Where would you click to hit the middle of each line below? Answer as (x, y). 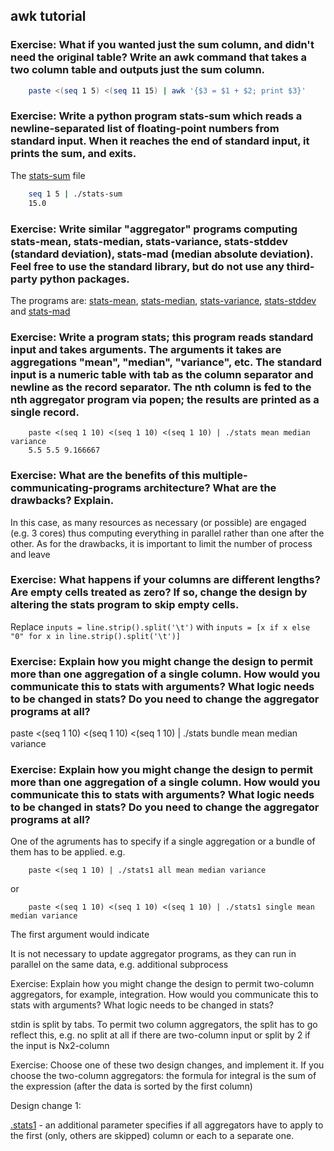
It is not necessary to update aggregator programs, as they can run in (153, 954)
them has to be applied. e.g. (68, 852)
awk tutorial (48, 16)
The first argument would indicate (80, 935)
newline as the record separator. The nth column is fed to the (161, 387)
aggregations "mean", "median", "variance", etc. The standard (166, 362)
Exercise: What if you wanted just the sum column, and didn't (162, 45)
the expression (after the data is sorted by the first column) (131, 1086)
